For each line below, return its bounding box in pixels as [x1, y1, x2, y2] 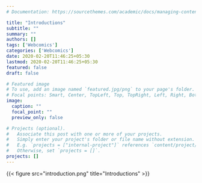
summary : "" [6, 31, 36, 37]
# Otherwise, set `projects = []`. [6, 148, 101, 154]
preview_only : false [11, 114, 63, 120]
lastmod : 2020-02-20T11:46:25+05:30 [6, 58, 98, 65]
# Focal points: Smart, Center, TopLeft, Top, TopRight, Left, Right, [6, 92, 187, 98]
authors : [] [6, 37, 36, 43]
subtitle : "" [6, 25, 39, 31]
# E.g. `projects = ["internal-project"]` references [6, 142, 149, 148]
